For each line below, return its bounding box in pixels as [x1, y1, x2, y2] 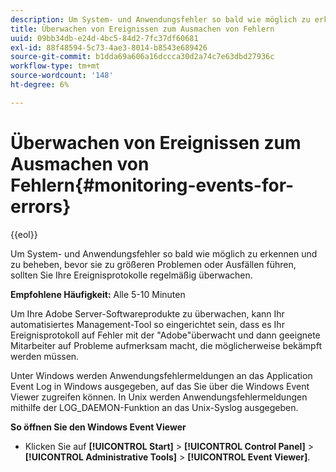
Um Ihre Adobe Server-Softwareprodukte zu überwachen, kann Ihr [10, 307, 285, 320]
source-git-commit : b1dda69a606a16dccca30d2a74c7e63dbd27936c [10, 52, 275, 62]
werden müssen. [10, 350, 80, 362]
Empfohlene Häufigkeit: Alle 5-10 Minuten [10, 288, 186, 300]
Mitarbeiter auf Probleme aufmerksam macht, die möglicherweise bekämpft [10, 339, 322, 351]
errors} [10, 195, 72, 218]
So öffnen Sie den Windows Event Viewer [10, 421, 187, 433]
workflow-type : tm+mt [10, 61, 101, 71]
